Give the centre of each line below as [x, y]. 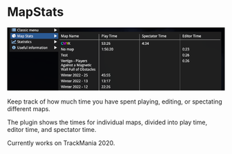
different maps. [29, 108]
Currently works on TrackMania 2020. [61, 143]
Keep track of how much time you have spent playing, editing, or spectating [115, 102]
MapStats [36, 12]
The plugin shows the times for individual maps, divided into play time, [107, 122]
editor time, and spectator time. [52, 129]
